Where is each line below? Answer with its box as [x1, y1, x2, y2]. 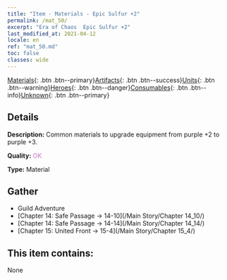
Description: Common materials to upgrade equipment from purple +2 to [7, 130, 220, 139]
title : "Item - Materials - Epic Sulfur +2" [7, 10, 140, 18]
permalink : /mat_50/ [7, 17, 68, 24]
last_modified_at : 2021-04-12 [7, 30, 97, 37]
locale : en [7, 37, 39, 44]
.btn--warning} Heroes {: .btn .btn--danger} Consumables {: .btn [7, 83, 188, 92]
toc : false [7, 50, 39, 57]
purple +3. [7, 137, 37, 146]
